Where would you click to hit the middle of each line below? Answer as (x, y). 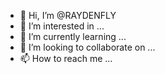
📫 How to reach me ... (66, 58)
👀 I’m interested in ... (62, 26)
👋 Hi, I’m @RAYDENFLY (68, 15)
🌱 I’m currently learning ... (73, 36)
